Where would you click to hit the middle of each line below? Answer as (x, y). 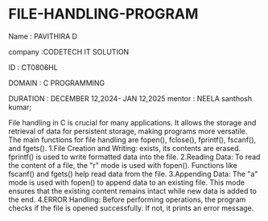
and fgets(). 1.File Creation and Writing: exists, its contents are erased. (125, 148)
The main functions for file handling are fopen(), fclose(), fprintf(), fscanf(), (132, 139)
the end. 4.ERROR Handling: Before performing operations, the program (127, 199)
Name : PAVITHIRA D (43, 36)
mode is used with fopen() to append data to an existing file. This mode (127, 182)
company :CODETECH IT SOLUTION (69, 51)
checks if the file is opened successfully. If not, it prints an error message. (131, 208)
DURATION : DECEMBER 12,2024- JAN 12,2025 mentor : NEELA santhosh (130, 98)
